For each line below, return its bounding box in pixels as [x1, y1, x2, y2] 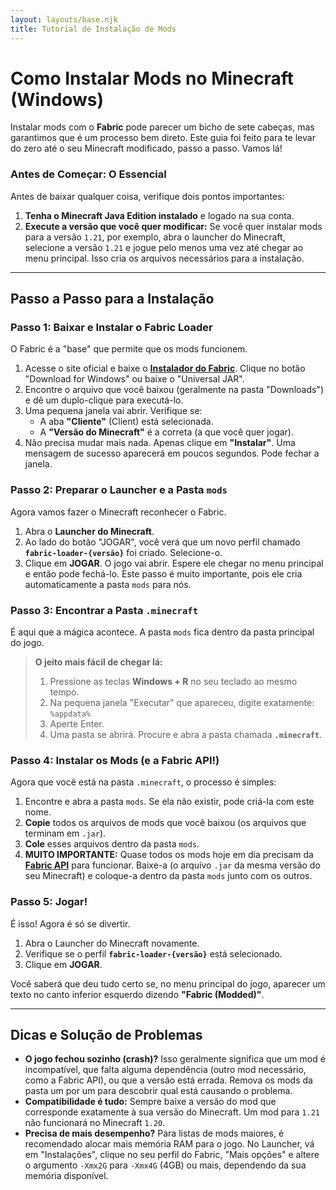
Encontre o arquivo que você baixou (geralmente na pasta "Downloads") [24, 384, 325, 396]
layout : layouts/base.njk [10, 14, 118, 25]
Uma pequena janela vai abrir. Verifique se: [24, 405, 203, 417]
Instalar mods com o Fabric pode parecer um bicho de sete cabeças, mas [10, 121, 315, 133]
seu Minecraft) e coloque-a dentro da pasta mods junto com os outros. [24, 870, 313, 882]
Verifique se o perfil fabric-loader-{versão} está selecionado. [24, 947, 283, 960]
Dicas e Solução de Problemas [10, 1027, 203, 1043]
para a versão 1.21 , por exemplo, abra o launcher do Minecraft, [24, 231, 286, 243]
